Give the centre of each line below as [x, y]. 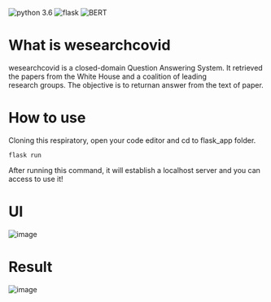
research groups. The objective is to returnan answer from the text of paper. [136, 84]
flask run [25, 155]
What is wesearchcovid [90, 45]
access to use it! [36, 179]
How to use [47, 118]
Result [31, 267]
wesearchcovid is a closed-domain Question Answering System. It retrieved [135, 67]
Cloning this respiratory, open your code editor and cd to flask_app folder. [132, 140]
